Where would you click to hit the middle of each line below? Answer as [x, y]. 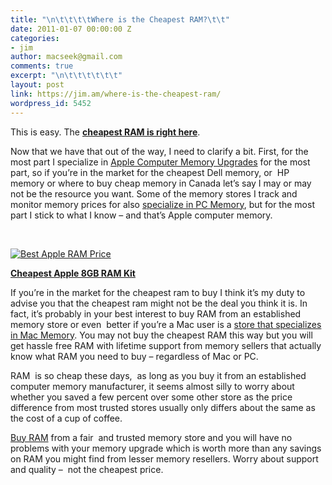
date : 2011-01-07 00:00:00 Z [71, 29]
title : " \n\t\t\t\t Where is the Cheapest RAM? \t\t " [120, 19]
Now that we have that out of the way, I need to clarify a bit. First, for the [159, 151]
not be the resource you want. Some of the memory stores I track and [154, 193]
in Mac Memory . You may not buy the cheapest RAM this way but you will [161, 335]
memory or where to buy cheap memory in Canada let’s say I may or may [161, 183]
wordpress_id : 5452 [51, 103]
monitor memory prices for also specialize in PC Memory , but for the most [162, 204]
